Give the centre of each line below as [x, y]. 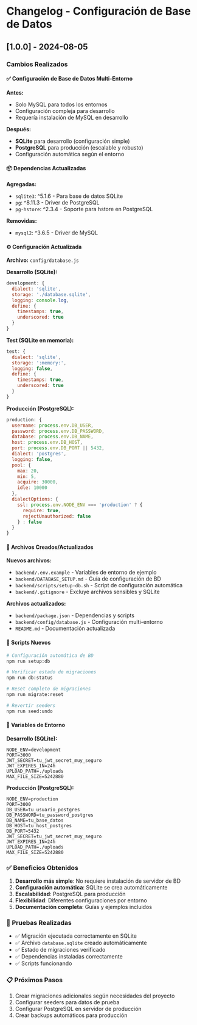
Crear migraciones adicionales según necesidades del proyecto [95, 996]
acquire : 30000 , [38, 482]
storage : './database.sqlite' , [51, 294]
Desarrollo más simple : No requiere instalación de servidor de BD [98, 881]
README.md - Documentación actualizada [65, 628]
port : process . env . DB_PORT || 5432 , [58, 448]
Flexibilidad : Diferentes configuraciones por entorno [81, 900]
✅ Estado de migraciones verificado [60, 950]
